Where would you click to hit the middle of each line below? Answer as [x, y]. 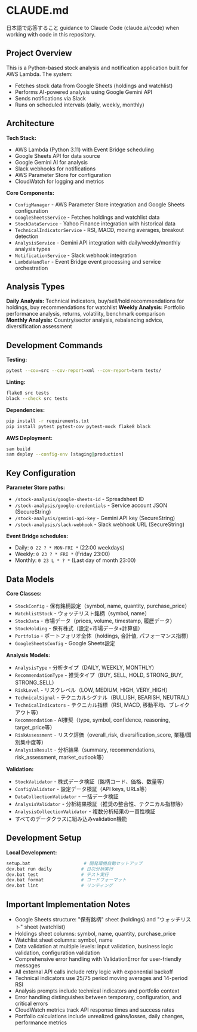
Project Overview [39, 54]
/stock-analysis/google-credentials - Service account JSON [91, 505]
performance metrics [41, 1022]
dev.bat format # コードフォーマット [66, 880]
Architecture [30, 123]
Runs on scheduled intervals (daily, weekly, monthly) [79, 105]
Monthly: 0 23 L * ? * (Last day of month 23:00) [75, 560]
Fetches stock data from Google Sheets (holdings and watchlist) [94, 86]
